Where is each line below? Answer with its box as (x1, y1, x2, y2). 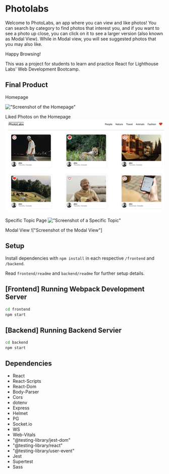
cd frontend (5, 307, 30, 312)
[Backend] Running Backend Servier (5, 326, 122, 334)
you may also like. (5, 41, 43, 47)
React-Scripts (12, 378, 41, 384)
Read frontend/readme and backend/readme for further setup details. (5, 270, 145, 276)
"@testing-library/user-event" (12, 447, 75, 454)
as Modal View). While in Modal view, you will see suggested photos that (5, 36, 156, 42)
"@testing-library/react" (12, 442, 63, 448)
